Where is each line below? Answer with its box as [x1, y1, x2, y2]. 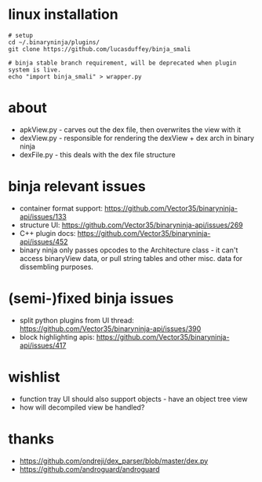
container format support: [19, 203, 104, 213]
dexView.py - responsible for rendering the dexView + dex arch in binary [19, 133, 255, 142]
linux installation [8, 6, 119, 24]
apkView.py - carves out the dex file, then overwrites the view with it [19, 124, 242, 134]
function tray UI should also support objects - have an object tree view [19, 394, 248, 403]
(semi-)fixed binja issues [8, 289, 174, 307]
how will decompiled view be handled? [19, 403, 145, 412]
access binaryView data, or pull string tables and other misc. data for [19, 253, 243, 263]
